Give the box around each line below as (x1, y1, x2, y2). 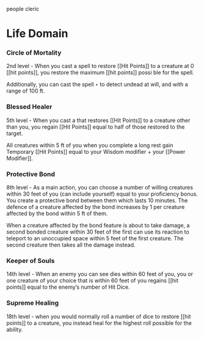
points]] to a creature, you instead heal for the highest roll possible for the (6, 319, 192, 327)
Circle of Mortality (6, 48, 62, 57)
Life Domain (6, 27, 68, 40)
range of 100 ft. (6, 87, 45, 94)
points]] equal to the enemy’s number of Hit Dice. (6, 283, 130, 291)
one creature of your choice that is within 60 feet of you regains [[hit (6, 277, 179, 284)
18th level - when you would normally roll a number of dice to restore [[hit (6, 313, 191, 320)
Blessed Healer (6, 102, 53, 111)
